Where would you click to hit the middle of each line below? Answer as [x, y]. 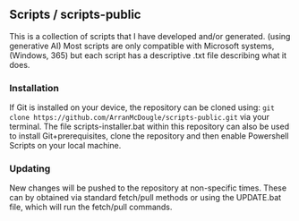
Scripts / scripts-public [75, 15]
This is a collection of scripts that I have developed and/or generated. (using [150, 36]
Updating [30, 169]
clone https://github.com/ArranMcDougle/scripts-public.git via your [140, 117]
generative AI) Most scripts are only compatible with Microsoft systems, [142, 46]
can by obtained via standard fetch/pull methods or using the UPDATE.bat [145, 198]
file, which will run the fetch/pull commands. [91, 207]
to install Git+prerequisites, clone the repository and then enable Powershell [149, 136]
